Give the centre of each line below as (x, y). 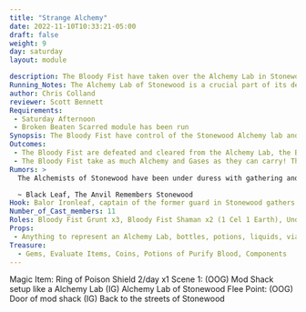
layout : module (38, 60)
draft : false (34, 35)
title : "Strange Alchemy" (58, 18)
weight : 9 (28, 43)
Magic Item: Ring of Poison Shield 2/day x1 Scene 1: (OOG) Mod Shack (142, 279)
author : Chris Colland (52, 93)
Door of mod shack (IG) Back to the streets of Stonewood (117, 299)
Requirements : (36, 110)
